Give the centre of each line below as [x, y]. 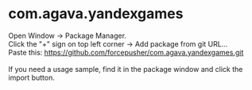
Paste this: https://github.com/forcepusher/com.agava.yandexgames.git [126, 52]
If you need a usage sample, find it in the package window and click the [126, 69]
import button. [32, 77]
